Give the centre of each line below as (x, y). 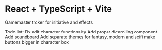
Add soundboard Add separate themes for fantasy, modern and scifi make (80, 37)
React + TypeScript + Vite (58, 9)
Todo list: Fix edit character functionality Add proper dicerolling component (81, 32)
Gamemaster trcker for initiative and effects (49, 22)
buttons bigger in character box (37, 42)
